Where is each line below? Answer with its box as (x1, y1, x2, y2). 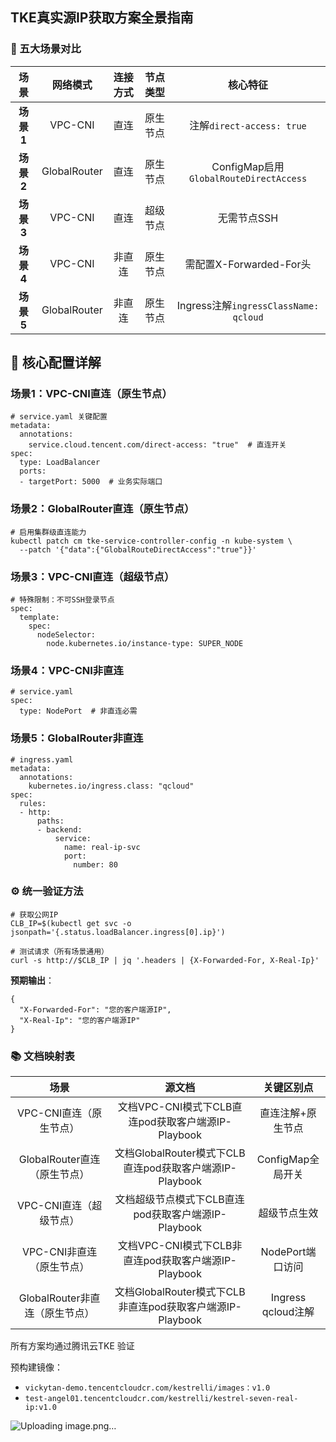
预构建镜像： (10, 1361, 63, 1373)
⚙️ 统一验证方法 (10, 884, 84, 898)
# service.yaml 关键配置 (10, 412, 108, 422)
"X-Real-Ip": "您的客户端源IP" (19, 1015, 141, 1025)
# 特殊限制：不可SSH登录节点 (10, 594, 115, 605)
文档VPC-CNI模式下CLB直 (117, 1100, 243, 1114)
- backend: (36, 824, 83, 835)
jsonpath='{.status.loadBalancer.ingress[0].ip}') (10, 927, 226, 937)
